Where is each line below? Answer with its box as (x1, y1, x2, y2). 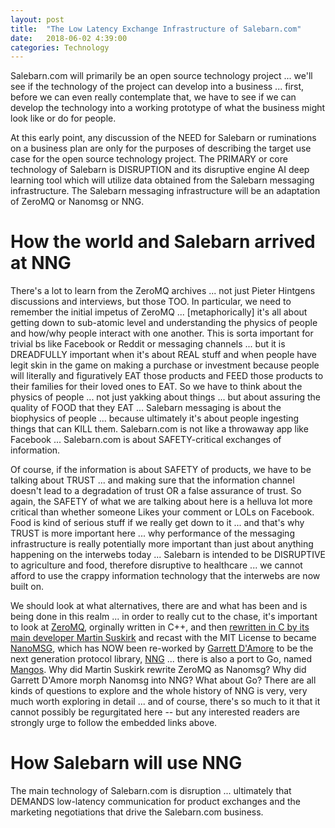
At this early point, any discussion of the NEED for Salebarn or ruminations (10, 132, 317, 144)
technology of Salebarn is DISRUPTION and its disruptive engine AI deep (10, 164, 310, 176)
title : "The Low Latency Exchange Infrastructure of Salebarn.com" (10, 24, 302, 34)
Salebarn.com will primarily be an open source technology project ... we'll (10, 70, 313, 82)
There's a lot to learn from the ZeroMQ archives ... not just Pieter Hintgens (10, 285, 316, 297)
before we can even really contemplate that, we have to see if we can (10, 91, 297, 103)
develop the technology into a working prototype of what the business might (10, 102, 326, 114)
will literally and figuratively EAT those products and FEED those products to (10, 370, 324, 382)
